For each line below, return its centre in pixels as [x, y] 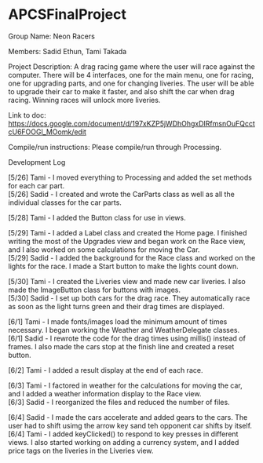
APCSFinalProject [68, 15]
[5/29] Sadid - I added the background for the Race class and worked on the [132, 257]
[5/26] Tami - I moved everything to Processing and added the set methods [130, 177]
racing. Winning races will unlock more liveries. [84, 100]
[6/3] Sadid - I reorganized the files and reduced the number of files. [119, 402]
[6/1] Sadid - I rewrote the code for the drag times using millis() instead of [127, 338]
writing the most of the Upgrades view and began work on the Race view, [127, 241]
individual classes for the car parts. [65, 202]
